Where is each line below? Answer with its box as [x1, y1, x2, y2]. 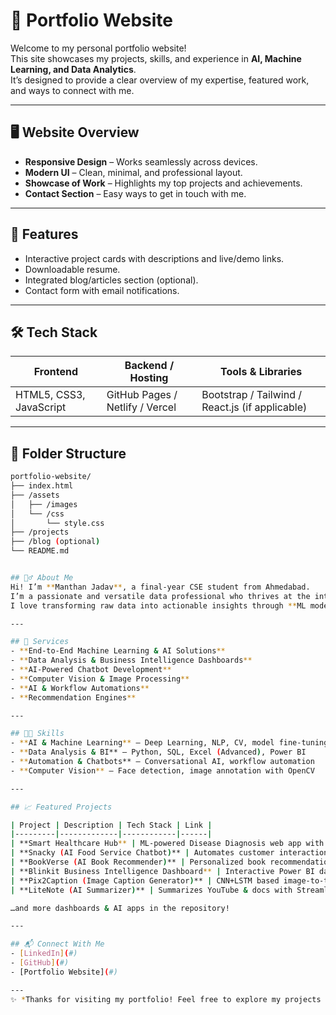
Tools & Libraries [220, 365, 303, 379]
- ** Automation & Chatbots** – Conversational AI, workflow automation [10, 757, 315, 767]
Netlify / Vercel [106, 400, 177, 414]
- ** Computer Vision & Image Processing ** [10, 674, 190, 684]
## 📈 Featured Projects [10, 802, 113, 812]
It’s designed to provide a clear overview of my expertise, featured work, [10, 74, 310, 86]
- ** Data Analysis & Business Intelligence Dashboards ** [10, 655, 253, 666]
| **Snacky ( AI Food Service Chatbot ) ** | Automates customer [10, 848, 275, 858]
